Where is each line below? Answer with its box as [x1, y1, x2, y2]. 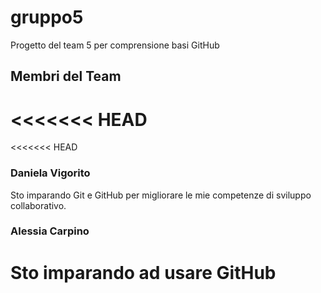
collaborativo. [10, 199, 67, 211]
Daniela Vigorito [10, 166, 91, 180]
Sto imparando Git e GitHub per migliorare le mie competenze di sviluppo [10, 189, 312, 201]
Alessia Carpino [10, 224, 90, 238]
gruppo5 [10, 6, 84, 29]
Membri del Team [10, 68, 122, 85]
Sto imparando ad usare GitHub [10, 261, 277, 284]
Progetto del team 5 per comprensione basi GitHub [10, 39, 220, 51]
